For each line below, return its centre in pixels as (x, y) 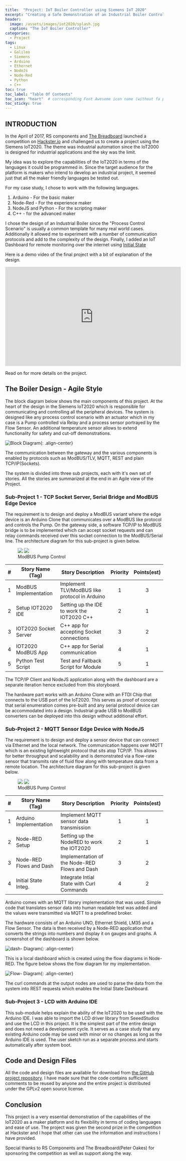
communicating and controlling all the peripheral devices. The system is (79, 412)
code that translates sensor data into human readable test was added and (81, 908)
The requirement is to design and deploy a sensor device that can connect (82, 740)
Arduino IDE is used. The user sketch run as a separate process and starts (82, 1039)
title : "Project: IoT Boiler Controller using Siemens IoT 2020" (76, 10)
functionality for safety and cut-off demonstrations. (58, 433)
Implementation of (82, 857)
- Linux (18, 47)
